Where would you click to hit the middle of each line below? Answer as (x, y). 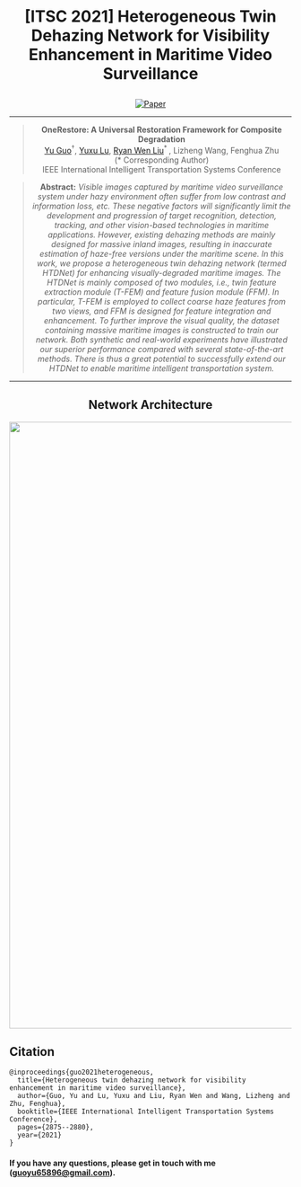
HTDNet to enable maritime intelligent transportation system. (162, 368)
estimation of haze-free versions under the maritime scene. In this (161, 253)
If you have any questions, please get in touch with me (113, 1163)
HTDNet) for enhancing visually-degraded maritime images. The (162, 272)
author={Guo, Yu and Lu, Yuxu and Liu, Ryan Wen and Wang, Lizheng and (154, 1096)
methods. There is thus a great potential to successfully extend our (162, 359)
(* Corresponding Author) (162, 160)
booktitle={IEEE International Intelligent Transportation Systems (146, 1112)
